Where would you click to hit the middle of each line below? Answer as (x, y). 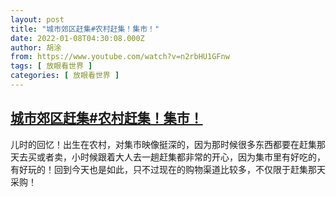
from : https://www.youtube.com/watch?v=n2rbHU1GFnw (120, 57)
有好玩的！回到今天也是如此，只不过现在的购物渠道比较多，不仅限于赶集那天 (168, 169)
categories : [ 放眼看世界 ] (65, 76)
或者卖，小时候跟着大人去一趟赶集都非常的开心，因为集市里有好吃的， (181, 157)
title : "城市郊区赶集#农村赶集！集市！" (85, 29)
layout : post (37, 19)
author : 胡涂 (36, 47)
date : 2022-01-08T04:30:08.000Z (77, 38)
